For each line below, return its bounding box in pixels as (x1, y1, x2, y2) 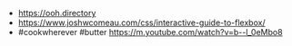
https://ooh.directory (17, 8, 96, 18)
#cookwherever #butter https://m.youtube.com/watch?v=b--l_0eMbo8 (17, 27, 284, 37)
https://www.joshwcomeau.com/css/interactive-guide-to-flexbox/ (17, 17, 266, 28)
